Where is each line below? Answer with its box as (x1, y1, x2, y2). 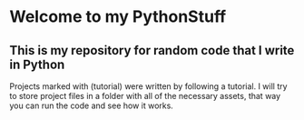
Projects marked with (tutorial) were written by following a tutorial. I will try (9, 81, 288, 92)
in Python (9, 56, 65, 72)
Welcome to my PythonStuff (9, 6, 227, 27)
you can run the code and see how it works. (9, 100, 174, 111)
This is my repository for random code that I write (9, 43, 295, 58)
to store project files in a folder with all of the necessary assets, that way (9, 91, 281, 101)
